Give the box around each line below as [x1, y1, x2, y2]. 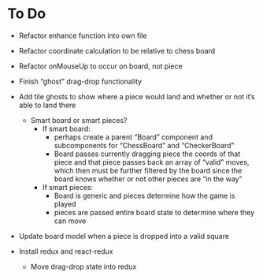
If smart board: [42, 124, 91, 133]
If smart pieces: [42, 182, 94, 192]
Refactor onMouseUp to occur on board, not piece [18, 61, 183, 71]
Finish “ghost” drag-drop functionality [18, 76, 143, 86]
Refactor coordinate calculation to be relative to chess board [18, 46, 216, 55]
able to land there [18, 100, 76, 110]
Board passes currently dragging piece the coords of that [54, 149, 241, 158]
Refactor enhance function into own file [18, 31, 147, 40]
